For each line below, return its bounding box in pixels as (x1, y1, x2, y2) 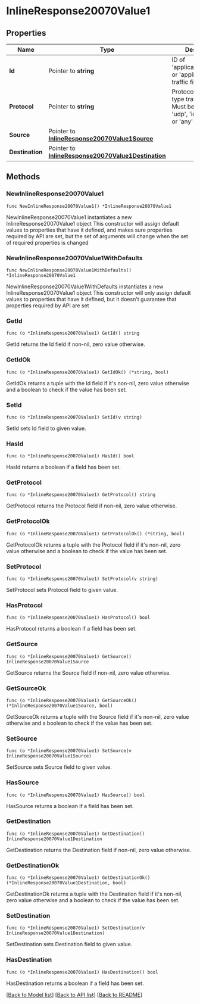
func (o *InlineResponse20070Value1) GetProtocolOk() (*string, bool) (6, 531, 185, 537)
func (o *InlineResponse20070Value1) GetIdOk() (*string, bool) (6, 369, 169, 375)
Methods (6, 172, 40, 182)
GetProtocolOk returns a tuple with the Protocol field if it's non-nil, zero (6, 541, 181, 548)
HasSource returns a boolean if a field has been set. (6, 802, 134, 809)
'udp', (171, 110, 188, 118)
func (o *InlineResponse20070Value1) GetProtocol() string (6, 492, 156, 498)
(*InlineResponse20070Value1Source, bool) (6, 703, 113, 709)
